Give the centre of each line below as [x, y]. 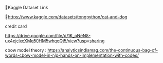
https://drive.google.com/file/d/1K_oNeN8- [48, 36]
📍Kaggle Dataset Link [27, 8]
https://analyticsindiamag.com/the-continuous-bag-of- [103, 50]
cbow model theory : [26, 50]
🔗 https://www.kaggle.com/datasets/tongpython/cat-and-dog [66, 17]
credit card [16, 26]
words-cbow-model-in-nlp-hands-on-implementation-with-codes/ [72, 55]
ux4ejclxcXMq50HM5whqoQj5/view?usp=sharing [55, 41]
